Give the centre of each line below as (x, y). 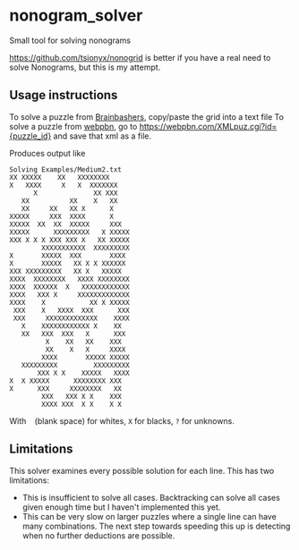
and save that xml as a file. (103, 136)
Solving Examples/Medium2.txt (66, 169)
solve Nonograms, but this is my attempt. (85, 67)
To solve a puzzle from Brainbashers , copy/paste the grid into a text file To (147, 116)
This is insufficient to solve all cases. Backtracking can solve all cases (151, 497)
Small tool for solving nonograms (70, 40)
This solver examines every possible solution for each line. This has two (142, 470)
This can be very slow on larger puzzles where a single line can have (149, 516)
